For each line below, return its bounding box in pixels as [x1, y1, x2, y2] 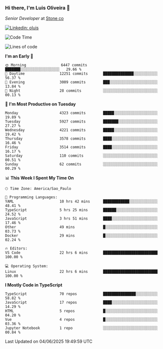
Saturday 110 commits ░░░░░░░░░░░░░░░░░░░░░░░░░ [5, 153, 158, 158]
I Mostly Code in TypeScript [5, 282, 62, 288]
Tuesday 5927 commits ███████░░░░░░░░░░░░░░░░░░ [5, 119, 158, 124]
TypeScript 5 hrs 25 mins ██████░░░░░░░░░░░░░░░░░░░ [5, 207, 158, 213]
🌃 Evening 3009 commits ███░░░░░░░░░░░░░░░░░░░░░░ [5, 80, 158, 85]
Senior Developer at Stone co [5, 16, 64, 21]
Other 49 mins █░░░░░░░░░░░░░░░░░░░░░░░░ [5, 225, 158, 230]
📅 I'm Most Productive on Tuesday [5, 101, 76, 107]
